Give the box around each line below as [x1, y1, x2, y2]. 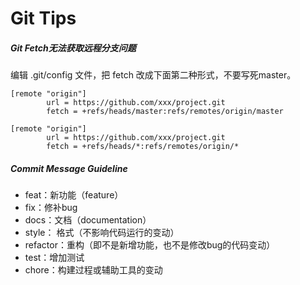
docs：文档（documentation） [24, 214, 152, 226]
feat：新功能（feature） [24, 189, 124, 201]
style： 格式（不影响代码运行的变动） [24, 227, 180, 239]
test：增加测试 [24, 252, 85, 264]
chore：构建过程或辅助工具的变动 [24, 264, 163, 276]
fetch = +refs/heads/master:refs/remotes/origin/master [46, 107, 284, 117]
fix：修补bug [24, 202, 78, 214]
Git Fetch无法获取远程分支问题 [10, 42, 137, 54]
